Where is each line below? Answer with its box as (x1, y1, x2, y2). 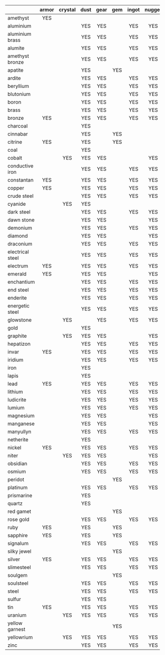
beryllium (7, 83, 29, 89)
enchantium (7, 278, 35, 285)
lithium (7, 388, 23, 395)
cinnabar (7, 131, 28, 137)
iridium (7, 356, 24, 363)
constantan (7, 177, 34, 183)
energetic (7, 302, 30, 309)
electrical (7, 248, 29, 255)
